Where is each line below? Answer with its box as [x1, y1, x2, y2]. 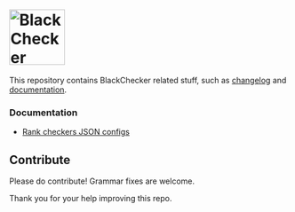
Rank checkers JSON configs [21, 127, 131, 137]
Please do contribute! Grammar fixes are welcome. [9, 176, 195, 186]
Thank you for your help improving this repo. [9, 193, 172, 204]
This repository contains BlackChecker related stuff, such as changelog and [9, 75, 287, 85]
